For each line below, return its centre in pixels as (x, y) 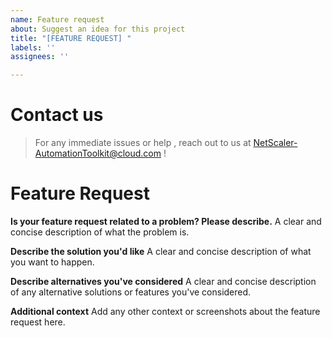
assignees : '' (40, 57)
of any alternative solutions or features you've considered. (131, 292)
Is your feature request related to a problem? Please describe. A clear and (166, 221)
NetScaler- (275, 143)
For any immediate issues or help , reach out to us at (143, 143)
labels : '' (33, 47)
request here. (38, 322)
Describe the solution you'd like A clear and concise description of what (161, 251)
